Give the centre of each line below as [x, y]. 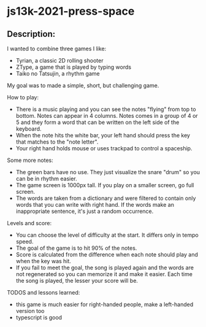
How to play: [23, 97]
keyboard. [29, 129]
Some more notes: [30, 160]
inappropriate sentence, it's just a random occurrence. [85, 211]
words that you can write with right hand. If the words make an [95, 205]
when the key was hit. [43, 261]
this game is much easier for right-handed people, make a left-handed [105, 304]
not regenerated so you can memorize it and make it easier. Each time [104, 274]
